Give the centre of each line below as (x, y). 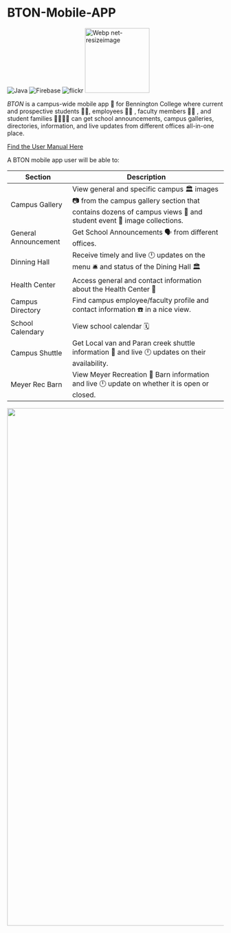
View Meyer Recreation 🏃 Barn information (141, 374)
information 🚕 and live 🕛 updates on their (139, 352)
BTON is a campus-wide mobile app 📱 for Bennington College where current (115, 104)
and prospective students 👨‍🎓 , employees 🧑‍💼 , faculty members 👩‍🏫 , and (109, 111)
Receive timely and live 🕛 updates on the (139, 255)
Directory (26, 311)
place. (16, 133)
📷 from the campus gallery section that (136, 200)
